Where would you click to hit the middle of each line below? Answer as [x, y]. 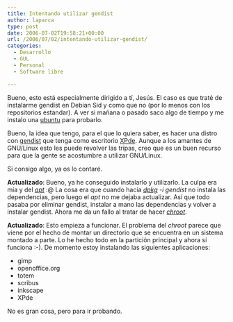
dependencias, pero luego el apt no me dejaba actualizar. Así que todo [109, 197]
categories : [24, 46]
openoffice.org [39, 268]
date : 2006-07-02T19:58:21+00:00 [56, 33]
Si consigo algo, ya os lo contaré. [55, 169]
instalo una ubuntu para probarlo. [55, 119]
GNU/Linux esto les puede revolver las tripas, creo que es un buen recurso [114, 148]
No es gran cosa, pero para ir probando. [65, 311]
